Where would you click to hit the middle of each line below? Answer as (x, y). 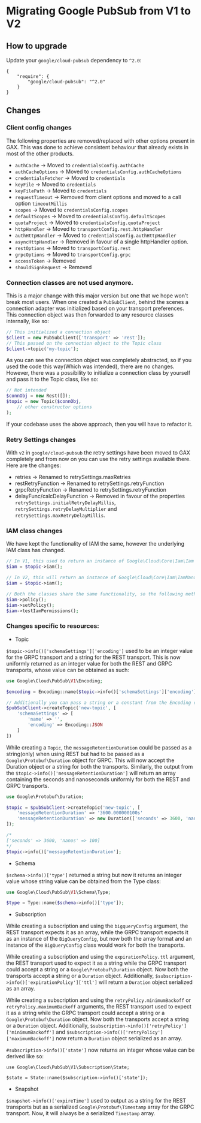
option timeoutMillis (41, 203)
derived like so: (25, 1056)
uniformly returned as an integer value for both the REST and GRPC (89, 663)
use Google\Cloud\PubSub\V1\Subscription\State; (68, 1068)
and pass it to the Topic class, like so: (52, 380)
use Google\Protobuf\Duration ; (45, 797)
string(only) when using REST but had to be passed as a (75, 754)
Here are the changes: (34, 465)
